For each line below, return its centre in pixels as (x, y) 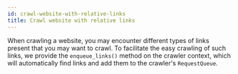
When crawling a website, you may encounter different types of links (108, 40)
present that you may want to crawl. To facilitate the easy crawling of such (117, 48)
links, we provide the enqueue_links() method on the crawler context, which (119, 55)
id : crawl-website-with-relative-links (67, 14)
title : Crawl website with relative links (71, 20)
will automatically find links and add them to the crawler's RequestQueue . (113, 63)
